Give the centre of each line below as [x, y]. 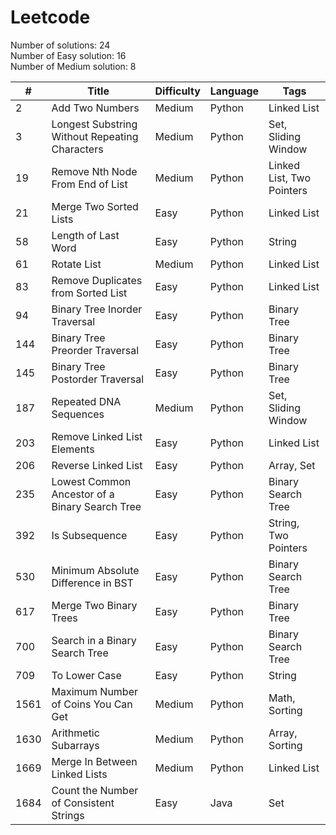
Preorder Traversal [95, 350]
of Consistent [83, 803]
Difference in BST [92, 583]
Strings [68, 815]
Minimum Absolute [95, 570]
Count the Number [95, 790]
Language [234, 91]
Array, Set [292, 465]
